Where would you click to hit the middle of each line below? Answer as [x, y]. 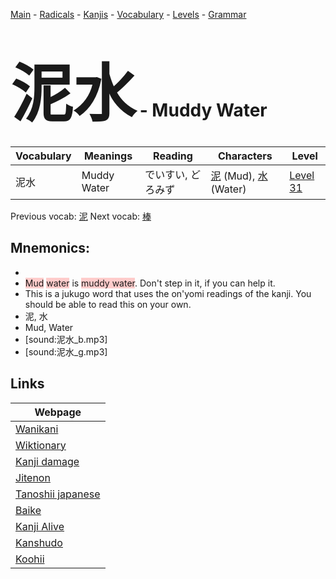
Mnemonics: [50, 248]
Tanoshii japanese [58, 494]
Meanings [108, 156]
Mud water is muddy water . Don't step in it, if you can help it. [150, 283]
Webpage [58, 412]
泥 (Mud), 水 [239, 176]
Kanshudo [39, 542]
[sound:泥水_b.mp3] [66, 339]
